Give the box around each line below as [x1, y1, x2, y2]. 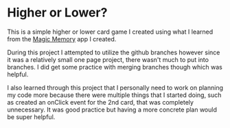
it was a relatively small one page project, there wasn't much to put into [7, 55, 209, 63]
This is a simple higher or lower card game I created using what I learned [7, 28, 214, 36]
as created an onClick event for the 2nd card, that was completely [7, 98, 194, 106]
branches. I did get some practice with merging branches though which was [7, 63, 223, 71]
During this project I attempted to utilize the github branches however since [7, 48, 220, 56]
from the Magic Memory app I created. [7, 34, 117, 43]
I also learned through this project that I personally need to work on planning [7, 83, 223, 92]
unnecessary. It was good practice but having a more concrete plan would [7, 105, 218, 114]
